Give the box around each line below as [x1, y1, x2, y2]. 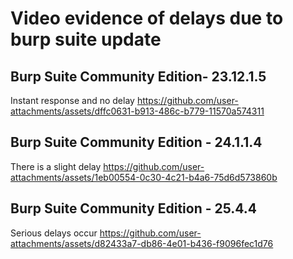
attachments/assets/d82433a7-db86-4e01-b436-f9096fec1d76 [10, 237, 274, 249]
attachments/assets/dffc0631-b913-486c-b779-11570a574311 [10, 105, 265, 117]
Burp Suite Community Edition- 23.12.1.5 [10, 68, 267, 85]
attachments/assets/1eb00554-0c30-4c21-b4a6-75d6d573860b [10, 171, 278, 183]
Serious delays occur [10, 227, 98, 239]
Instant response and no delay [10, 95, 135, 106]
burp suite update [10, 28, 162, 51]
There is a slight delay [10, 160, 102, 172]
